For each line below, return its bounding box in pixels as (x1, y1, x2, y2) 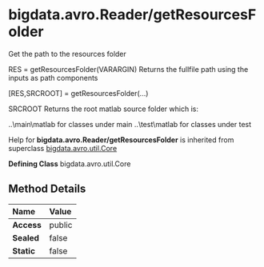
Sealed (12, 232, 40, 243)
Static (12, 245, 36, 257)
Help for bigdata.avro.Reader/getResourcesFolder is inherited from (8, 134, 234, 145)
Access (12, 219, 42, 230)
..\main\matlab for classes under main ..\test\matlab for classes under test (8, 119, 252, 129)
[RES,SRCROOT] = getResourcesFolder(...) (8, 88, 149, 98)
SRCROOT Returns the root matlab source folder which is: (8, 104, 198, 114)
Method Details (8, 182, 86, 196)
